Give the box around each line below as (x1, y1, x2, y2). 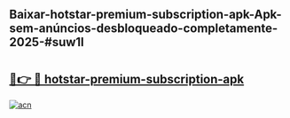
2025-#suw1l (9, 35, 84, 50)
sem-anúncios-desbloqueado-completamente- (9, 21, 278, 36)
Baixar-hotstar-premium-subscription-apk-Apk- (9, 7, 282, 22)
